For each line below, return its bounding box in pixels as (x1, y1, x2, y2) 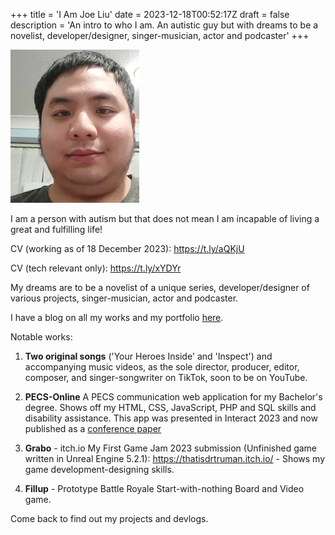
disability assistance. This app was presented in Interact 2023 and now (24, 412, 318, 424)
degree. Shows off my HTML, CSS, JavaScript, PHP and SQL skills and (24, 402, 317, 413)
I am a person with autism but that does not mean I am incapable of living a (10, 213, 320, 224)
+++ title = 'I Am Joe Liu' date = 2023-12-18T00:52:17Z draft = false (10, 9, 290, 20)
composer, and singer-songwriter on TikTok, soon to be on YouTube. (24, 372, 308, 383)
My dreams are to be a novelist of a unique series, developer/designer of (10, 282, 310, 293)
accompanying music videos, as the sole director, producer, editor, (24, 361, 300, 373)
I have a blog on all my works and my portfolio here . (10, 312, 224, 323)
